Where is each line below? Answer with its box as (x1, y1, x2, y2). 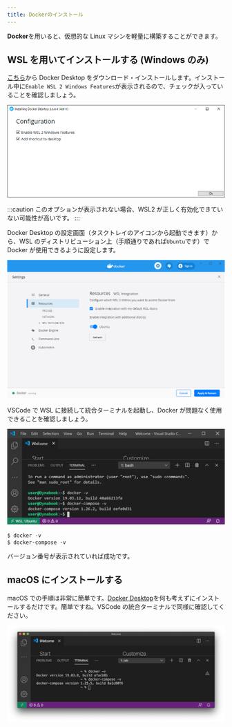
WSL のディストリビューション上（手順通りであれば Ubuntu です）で (19, 237, 210, 245)
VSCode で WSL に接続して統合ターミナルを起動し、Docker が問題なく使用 (7, 406, 222, 414)
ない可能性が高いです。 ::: (7, 214, 81, 223)
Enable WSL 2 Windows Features (25, 84, 115, 91)
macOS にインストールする (7, 574, 123, 586)
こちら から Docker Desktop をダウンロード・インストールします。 (7, 73, 195, 82)
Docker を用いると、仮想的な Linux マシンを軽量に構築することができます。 (7, 32, 222, 40)
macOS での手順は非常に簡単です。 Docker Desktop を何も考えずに (7, 594, 196, 602)
